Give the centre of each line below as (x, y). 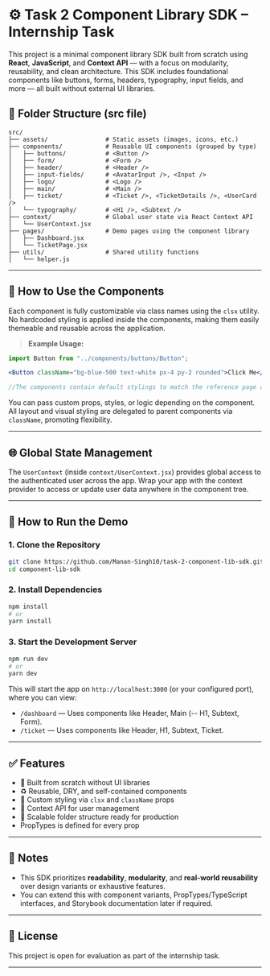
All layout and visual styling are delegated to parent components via (121, 411)
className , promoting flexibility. (60, 420)
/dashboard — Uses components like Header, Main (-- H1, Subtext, (129, 713)
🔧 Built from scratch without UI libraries (85, 783)
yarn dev (23, 674)
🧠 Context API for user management (80, 809)
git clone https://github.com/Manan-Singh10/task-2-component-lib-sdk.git (136, 561)
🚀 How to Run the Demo (68, 522)
